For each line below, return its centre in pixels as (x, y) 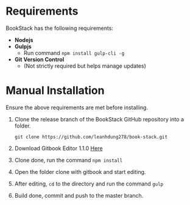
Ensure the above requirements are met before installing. (77, 107)
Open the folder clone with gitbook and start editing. (80, 171)
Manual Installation (55, 91)
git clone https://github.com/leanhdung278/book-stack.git (91, 137)
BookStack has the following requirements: (60, 28)
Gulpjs (23, 46)
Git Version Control (39, 59)
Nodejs (24, 40)
